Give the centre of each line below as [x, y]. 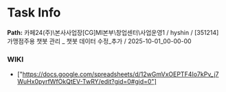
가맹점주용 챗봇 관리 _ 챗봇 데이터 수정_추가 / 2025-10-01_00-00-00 [99, 41]
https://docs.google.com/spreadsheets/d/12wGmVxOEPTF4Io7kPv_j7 [121, 74]
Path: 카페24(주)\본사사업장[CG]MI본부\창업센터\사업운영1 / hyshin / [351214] [113, 32]
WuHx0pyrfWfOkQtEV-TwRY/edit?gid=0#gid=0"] [87, 82]
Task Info [34, 13]
